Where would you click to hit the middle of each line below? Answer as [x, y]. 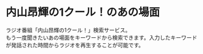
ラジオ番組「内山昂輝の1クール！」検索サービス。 [68, 30]
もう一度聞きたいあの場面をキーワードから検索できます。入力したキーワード [101, 37]
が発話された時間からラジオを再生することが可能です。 [75, 45]
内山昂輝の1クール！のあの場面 [83, 12]
